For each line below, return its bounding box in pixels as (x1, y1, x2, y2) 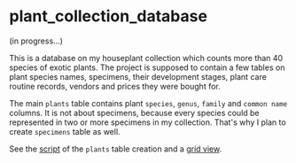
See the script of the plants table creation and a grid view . (9, 144, 222, 154)
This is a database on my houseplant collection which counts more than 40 (9, 52, 284, 63)
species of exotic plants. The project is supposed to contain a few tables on (9, 62, 285, 73)
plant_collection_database (9, 6, 208, 27)
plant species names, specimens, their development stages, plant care (9, 71, 268, 81)
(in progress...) (9, 35, 64, 46)
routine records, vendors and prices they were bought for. (9, 81, 221, 91)
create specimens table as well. (9, 126, 121, 136)
